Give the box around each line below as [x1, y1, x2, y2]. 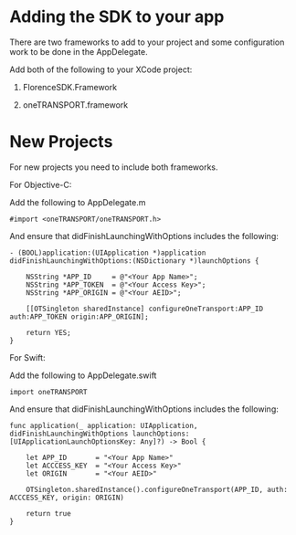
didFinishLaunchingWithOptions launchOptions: [9, 429, 190, 438]
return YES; [26, 328, 71, 337]
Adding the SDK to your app [9, 6, 225, 27]
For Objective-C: [9, 179, 72, 190]
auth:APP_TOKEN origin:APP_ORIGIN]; [9, 312, 149, 321]
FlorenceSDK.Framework [22, 81, 117, 92]
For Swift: [9, 351, 46, 362]
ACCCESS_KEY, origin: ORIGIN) [9, 493, 125, 502]
